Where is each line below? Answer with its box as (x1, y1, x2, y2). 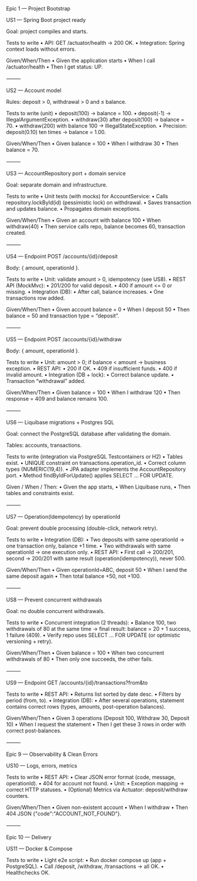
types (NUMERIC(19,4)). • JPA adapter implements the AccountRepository (6, 466, 186, 473)
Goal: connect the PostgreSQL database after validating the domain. (6, 430, 171, 437)
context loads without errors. (6, 45, 76, 53)
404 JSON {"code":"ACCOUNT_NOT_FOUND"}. (6, 810, 122, 817)
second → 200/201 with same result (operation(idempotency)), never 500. (6, 555, 186, 562)
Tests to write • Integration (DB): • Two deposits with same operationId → (6, 536, 185, 543)
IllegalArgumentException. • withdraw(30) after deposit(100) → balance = (6, 116, 185, 123)
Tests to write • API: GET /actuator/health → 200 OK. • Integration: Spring (6, 40, 185, 46)
